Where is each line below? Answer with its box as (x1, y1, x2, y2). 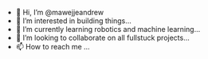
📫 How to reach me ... (15, 42, 90, 51)
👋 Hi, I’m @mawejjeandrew (15, 8, 104, 17)
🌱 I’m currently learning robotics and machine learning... (15, 25, 201, 33)
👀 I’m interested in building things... (15, 16, 131, 26)
